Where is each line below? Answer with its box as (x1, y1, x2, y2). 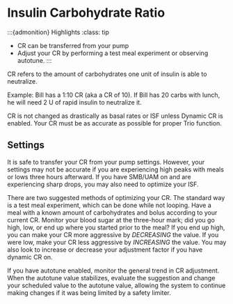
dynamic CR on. (7, 252, 54, 261)
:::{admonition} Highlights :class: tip (7, 28, 110, 36)
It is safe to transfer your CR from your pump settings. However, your (7, 158, 205, 166)
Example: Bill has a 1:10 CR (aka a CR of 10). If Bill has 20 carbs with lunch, (7, 91, 220, 99)
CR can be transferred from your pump (17, 41, 129, 50)
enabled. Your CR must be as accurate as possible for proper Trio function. (7, 119, 223, 127)
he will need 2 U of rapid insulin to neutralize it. (7, 98, 142, 106)
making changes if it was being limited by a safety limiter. (7, 288, 172, 297)
